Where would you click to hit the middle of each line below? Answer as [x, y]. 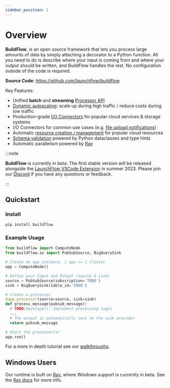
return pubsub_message [34, 323]
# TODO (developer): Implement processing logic [61, 309]
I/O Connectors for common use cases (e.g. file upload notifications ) [84, 127]
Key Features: [20, 90]
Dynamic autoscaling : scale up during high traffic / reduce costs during [87, 106]
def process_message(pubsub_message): [46, 304]
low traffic [23, 111]
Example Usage [25, 238]
